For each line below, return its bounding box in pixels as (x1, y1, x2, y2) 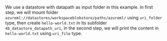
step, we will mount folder (5, 9, 58, 15)
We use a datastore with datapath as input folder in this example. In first (5, 4, 153, 10)
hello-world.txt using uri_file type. (5, 31, 82, 36)
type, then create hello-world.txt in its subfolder (5, 20, 107, 26)
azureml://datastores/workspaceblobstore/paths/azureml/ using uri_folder (5, 15, 162, 20)
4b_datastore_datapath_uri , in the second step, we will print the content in (5, 25, 159, 31)
